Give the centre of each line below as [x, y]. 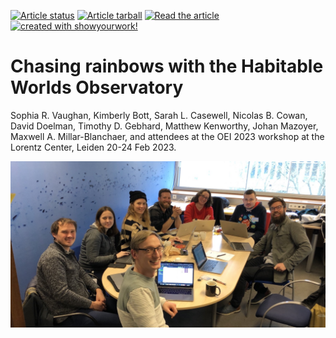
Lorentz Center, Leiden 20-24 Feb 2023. [93, 147]
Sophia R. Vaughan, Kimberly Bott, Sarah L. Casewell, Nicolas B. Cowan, [159, 115]
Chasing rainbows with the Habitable [167, 66]
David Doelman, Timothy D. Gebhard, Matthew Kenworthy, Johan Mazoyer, [164, 126]
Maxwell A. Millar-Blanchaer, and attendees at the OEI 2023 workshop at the [167, 136]
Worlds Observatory [97, 87]
